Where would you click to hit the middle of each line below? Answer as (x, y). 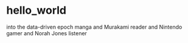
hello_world (37, 10)
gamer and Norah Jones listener (47, 33)
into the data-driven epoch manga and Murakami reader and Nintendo (94, 27)
